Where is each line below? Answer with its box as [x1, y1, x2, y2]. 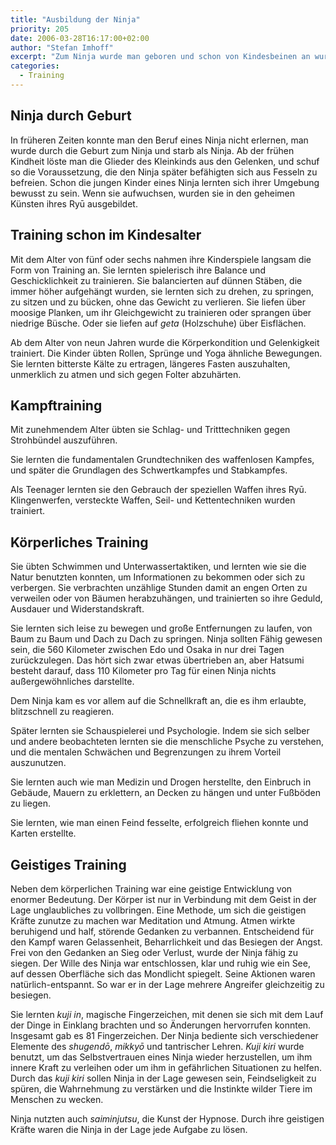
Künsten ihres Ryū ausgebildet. [10, 197, 138, 210]
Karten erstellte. [10, 827, 77, 840]
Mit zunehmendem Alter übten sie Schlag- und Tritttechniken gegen [10, 424, 291, 436]
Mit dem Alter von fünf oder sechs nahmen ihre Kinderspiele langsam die [10, 253, 312, 265]
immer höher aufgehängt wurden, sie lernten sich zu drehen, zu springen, [10, 285, 314, 297]
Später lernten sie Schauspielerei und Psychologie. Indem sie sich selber [10, 725, 310, 737]
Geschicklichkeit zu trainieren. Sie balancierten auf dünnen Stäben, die [10, 274, 303, 286]
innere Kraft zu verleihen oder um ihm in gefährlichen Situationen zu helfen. [10, 1061, 322, 1073]
